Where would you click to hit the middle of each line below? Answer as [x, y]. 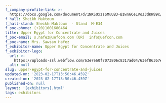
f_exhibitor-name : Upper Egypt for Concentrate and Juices [67, 47]
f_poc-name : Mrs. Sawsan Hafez [37, 42]
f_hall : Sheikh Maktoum [30, 19]
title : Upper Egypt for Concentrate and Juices [55, 33]
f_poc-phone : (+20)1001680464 [36, 28]
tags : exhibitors [23, 93]
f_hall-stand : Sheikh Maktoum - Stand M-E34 [54, 24]
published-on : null [25, 83]
